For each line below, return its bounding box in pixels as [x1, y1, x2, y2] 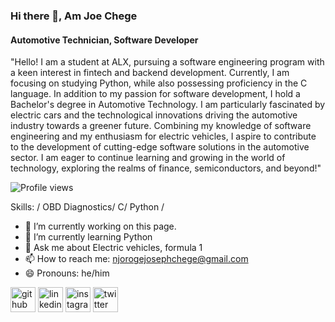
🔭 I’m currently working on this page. [24, 220, 177, 233]
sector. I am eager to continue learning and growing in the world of [10, 152, 286, 164]
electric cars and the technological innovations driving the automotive [10, 109, 298, 121]
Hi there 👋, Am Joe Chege [10, 9, 138, 23]
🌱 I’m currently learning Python [24, 231, 153, 243]
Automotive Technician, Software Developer [10, 34, 199, 46]
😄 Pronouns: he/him [24, 267, 110, 279]
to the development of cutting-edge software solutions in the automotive [10, 141, 310, 153]
